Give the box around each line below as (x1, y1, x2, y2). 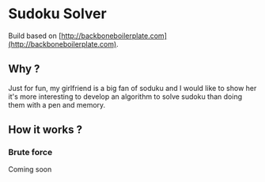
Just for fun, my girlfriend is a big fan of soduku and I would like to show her (8, 83, 257, 93)
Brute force (8, 147, 53, 158)
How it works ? (8, 123, 83, 137)
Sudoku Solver (8, 5, 107, 23)
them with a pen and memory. (8, 100, 106, 109)
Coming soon (8, 165, 52, 174)
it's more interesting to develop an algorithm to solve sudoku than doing (8, 92, 243, 101)
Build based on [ (8, 31, 62, 40)
